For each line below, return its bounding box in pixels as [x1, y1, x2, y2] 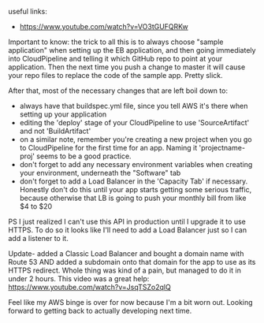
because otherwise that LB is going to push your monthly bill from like [19, 193, 247, 202]
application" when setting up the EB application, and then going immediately [8, 46, 256, 54]
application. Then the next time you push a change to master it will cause [8, 62, 246, 72]
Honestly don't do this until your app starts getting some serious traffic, [19, 185, 252, 194]
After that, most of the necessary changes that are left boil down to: [8, 86, 229, 95]
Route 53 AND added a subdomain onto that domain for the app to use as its [8, 258, 256, 266]
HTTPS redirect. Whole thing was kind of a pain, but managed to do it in [8, 265, 242, 275]
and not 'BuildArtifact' [19, 126, 91, 136]
